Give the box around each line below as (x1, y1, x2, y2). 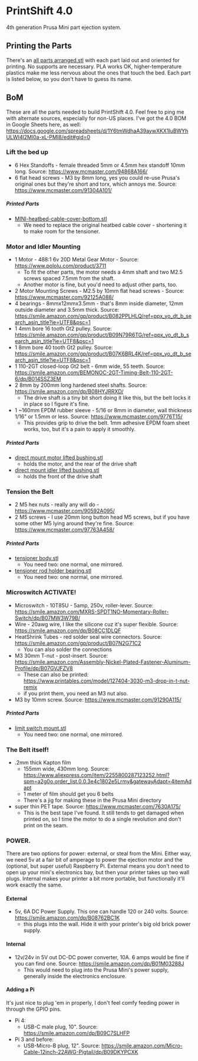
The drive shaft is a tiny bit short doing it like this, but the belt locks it (23, 394, 191, 402)
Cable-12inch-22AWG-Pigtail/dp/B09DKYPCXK (23, 1048, 138, 1055)
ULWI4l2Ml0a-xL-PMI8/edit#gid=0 (6, 133, 90, 140)
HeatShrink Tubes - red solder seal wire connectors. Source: (14, 633, 162, 640)
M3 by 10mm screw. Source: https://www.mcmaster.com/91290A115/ (14, 696, 181, 703)
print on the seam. (23, 821, 68, 829)
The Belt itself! (6, 745, 49, 753)
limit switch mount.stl (14, 724, 67, 732)
